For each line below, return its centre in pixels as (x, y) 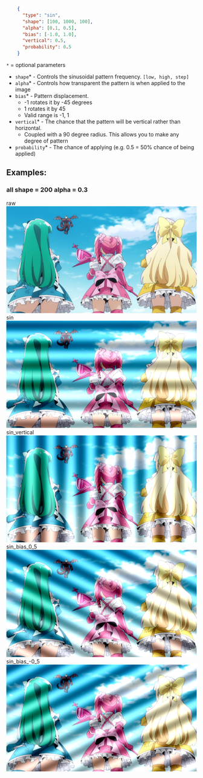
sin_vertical (20, 432)
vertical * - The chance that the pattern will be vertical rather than (98, 121)
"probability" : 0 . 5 (47, 47)
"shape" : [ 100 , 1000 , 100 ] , (58, 21)
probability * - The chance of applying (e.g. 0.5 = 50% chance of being (105, 147)
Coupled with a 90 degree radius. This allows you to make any (101, 134)
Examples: (27, 172)
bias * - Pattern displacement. (52, 96)
